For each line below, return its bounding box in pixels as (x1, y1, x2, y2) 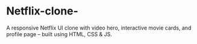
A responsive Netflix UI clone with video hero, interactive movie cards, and (6, 24, 192, 31)
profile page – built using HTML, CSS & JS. (6, 30, 113, 37)
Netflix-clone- (6, 4, 78, 18)
